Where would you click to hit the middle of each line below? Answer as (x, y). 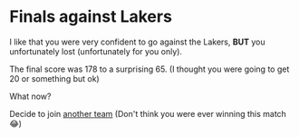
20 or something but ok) (54, 78)
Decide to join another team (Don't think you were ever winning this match (148, 113)
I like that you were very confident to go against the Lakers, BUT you (137, 42)
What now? (30, 96)
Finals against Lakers (91, 17)
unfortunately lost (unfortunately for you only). (96, 51)
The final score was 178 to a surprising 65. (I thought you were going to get (149, 69)
